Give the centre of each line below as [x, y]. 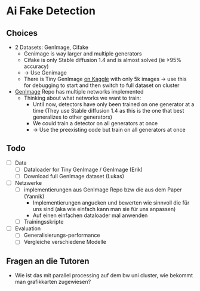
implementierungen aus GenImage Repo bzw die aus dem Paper [103, 190]
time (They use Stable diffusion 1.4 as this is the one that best [108, 111]
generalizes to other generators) [72, 117]
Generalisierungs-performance [62, 235]
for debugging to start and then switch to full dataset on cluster [101, 85]
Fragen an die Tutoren [48, 261]
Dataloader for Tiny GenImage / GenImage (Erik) [83, 169]
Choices [22, 33]
